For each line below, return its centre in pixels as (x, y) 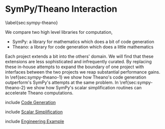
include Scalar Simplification (34, 112)
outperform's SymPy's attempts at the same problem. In (62, 82)
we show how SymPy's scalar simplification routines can (84, 87)
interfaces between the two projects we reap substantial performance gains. (83, 72)
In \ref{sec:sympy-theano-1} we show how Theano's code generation (76, 77)
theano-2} (16, 87)
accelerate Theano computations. (39, 93)
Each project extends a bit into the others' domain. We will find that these (79, 56)
